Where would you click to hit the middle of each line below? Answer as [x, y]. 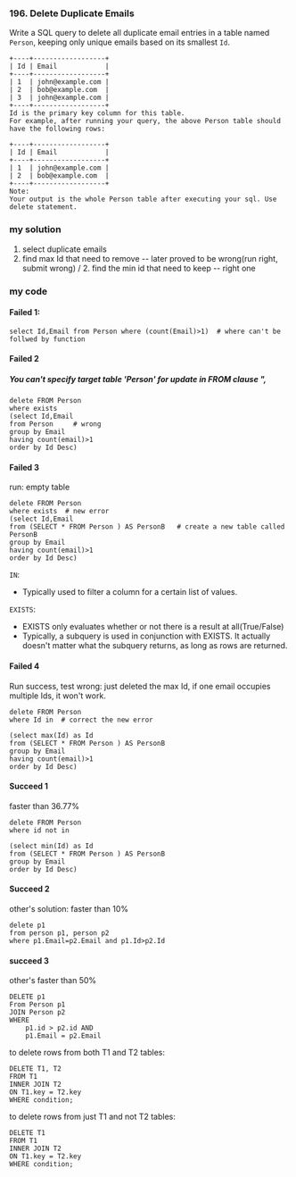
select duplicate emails [64, 249]
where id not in [39, 830]
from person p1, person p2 [59, 933]
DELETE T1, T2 [36, 1069]
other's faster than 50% [53, 981]
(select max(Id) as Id [51, 735]
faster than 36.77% [45, 806]
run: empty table [40, 487]
